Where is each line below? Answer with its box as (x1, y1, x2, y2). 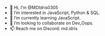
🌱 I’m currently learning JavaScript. (9, 15, 81, 20)
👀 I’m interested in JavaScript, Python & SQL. (9, 10, 101, 16)
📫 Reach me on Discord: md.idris (9, 26, 78, 31)
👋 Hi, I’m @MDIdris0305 (9, 5, 59, 10)
